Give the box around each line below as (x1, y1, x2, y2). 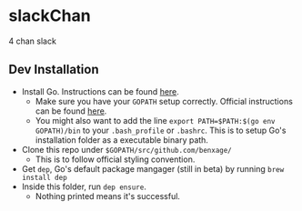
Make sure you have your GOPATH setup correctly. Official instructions (35, 95, 293, 106)
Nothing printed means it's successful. (35, 190, 181, 201)
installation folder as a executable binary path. (35, 134, 208, 146)
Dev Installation (8, 62, 99, 77)
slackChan (8, 5, 92, 26)
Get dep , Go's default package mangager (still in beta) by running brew (21, 163, 285, 174)
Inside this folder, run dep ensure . (21, 181, 146, 192)
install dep (21, 173, 67, 182)
